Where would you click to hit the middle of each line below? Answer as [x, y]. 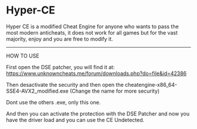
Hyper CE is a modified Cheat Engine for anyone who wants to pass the [92, 26]
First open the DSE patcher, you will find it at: [60, 67]
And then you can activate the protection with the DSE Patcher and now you [98, 113]
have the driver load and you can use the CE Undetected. [75, 120]
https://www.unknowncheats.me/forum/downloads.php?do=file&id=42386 [96, 73]
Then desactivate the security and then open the [65, 84]
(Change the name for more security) [115, 91]
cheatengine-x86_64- [151, 84]
